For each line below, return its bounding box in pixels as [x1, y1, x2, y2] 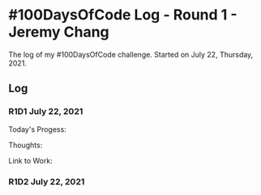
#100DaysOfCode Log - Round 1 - [8, 6, 237, 24]
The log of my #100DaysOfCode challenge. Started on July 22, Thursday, [8, 49, 254, 59]
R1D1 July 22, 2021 [8, 106, 83, 117]
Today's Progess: [8, 124, 66, 134]
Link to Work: [8, 155, 53, 165]
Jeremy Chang [8, 23, 109, 41]
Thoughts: [8, 140, 43, 150]
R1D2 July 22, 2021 [8, 176, 85, 187]
